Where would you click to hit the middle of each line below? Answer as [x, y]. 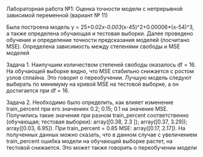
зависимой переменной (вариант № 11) [57, 15]
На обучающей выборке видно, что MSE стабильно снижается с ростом [100, 71]
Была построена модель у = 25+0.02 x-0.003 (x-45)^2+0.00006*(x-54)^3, [100, 27]
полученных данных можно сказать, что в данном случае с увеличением [102, 134]
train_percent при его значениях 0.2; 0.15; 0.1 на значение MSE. [87, 109]
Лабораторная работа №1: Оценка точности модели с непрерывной [95, 9]
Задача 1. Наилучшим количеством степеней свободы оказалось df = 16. [101, 65]
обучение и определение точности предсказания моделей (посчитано [98, 40]
